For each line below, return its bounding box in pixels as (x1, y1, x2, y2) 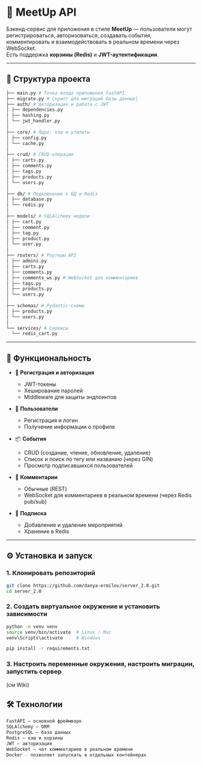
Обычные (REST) (23, 485, 67, 492)
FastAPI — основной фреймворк (6, 718, 82, 724)
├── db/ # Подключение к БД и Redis (6, 191, 98, 197)
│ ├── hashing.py (6, 113, 50, 119)
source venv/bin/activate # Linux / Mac (6, 629, 112, 635)
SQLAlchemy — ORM (6, 724, 50, 730)
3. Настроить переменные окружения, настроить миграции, (6, 660, 195, 668)
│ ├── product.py (6, 235, 50, 241)
